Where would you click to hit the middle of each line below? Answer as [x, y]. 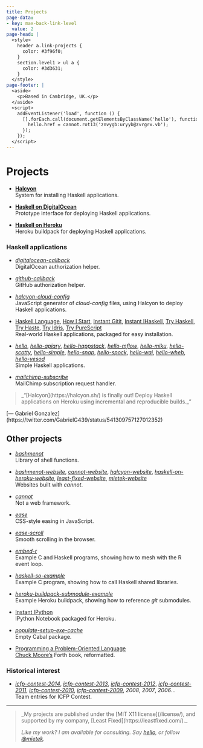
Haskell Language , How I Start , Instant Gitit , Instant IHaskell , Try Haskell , [105, 321]
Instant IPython [34, 612]
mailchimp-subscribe [41, 377]
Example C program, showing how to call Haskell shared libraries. [96, 582]
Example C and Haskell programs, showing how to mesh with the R [98, 557]
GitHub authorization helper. [50, 285]
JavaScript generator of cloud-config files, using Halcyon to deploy [99, 303]
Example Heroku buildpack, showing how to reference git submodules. [103, 600]
